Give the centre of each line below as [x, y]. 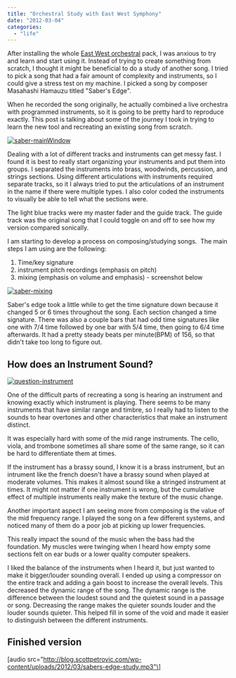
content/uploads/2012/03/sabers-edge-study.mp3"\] [84, 667]
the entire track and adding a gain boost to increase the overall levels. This [115, 583]
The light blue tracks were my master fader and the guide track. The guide [115, 213]
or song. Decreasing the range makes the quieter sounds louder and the [112, 605]
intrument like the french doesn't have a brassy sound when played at [108, 475]
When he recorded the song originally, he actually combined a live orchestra [118, 105]
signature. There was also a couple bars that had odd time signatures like [113, 320]
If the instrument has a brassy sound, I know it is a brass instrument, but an [116, 467]
